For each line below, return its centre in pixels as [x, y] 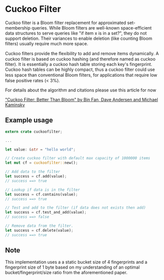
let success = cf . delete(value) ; [39, 230]
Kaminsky [15, 105]
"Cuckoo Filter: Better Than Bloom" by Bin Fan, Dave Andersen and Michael [82, 99]
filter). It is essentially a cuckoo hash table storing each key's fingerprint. [79, 64]
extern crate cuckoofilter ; [34, 131]
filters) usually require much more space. [47, 43]
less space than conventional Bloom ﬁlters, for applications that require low [81, 75]
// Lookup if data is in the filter [42, 190]
